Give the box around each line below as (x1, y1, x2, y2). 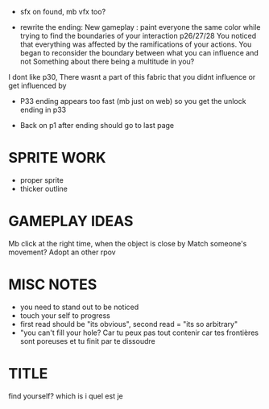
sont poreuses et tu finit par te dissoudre (19, 336, 155, 345)
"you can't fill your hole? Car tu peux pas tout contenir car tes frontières (19, 328, 259, 337)
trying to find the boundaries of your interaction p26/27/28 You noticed (19, 31, 257, 40)
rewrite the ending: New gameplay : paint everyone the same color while (19, 23, 261, 31)
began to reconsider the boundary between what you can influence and (19, 48, 259, 57)
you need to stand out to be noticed (19, 302, 139, 312)
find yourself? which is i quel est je (8, 390, 123, 401)
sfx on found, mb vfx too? (19, 7, 106, 16)
